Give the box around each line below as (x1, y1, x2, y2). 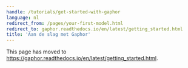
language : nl (6, 15, 39, 21)
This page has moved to (6, 48, 67, 55)
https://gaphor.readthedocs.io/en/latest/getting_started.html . (6, 55, 158, 62)
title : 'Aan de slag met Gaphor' (6, 32, 91, 38)
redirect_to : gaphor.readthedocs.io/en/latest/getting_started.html (6, 25, 183, 32)
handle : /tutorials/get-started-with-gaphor (6, 8, 121, 15)
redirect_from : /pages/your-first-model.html (6, 20, 123, 26)
